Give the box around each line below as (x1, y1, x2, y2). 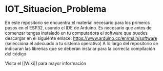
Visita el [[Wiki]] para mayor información (5, 60, 86, 66)
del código (5, 50, 27, 57)
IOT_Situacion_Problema (5, 3, 106, 15)
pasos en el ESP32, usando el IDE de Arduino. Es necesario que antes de (5, 24, 152, 30)
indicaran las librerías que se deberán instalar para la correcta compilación (5, 46, 155, 51)
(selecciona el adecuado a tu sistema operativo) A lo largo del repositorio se (5, 40, 158, 46)
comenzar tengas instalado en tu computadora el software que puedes (5, 30, 148, 36)
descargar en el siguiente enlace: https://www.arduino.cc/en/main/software (5, 35, 158, 41)
